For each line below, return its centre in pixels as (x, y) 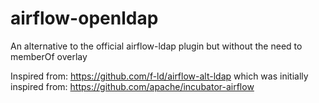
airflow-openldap (84, 18)
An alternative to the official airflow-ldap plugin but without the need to (156, 46)
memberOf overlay (49, 56)
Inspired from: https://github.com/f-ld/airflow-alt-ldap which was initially (159, 76)
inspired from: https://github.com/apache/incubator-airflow (132, 86)
